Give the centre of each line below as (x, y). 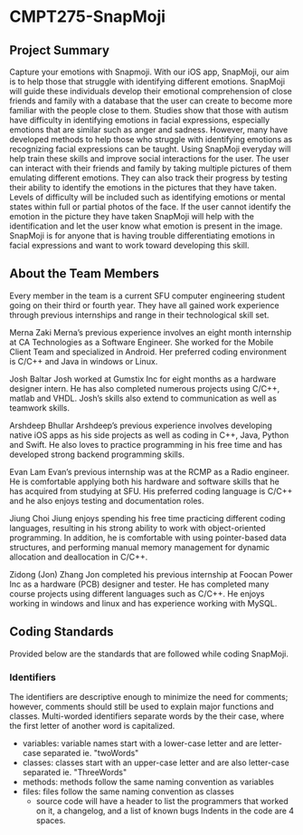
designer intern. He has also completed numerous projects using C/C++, (145, 388)
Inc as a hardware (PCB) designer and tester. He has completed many (139, 584)
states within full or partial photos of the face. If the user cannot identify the (150, 207)
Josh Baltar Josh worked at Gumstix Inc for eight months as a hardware (143, 379)
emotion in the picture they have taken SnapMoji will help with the (132, 216)
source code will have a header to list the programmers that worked (162, 801)
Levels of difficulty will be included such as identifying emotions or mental (147, 197)
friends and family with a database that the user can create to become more (151, 101)
